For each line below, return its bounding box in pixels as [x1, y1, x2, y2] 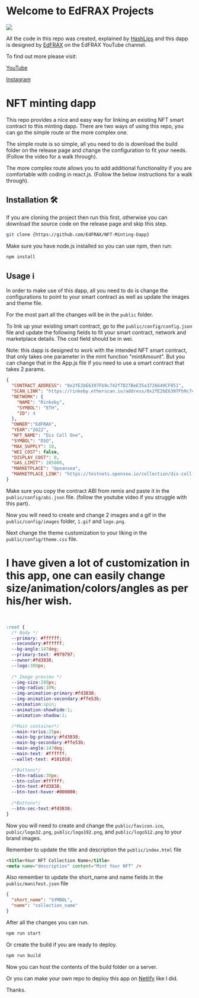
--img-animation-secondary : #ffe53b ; [11, 696, 102, 702]
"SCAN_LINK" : [11, 388, 44, 394]
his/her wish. [6, 594, 72, 608]
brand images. [6, 834, 41, 841]
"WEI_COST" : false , [11, 449, 60, 455]
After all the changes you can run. [6, 918, 89, 926]
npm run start [6, 930, 41, 936]
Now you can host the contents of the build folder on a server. [6, 963, 158, 970]
